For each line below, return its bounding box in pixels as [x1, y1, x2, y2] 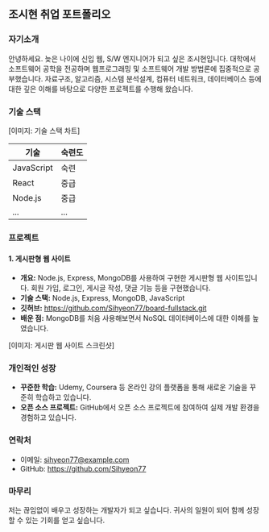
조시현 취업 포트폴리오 [8, 7, 111, 22]
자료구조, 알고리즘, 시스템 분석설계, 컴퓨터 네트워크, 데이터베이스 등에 [44, 73, 262, 83]
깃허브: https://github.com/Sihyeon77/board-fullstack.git [19, 303, 207, 313]
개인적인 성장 [8, 363, 56, 374]
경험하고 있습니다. [19, 413, 77, 422]
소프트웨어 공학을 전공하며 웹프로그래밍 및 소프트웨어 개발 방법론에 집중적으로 [8, 64, 252, 73]
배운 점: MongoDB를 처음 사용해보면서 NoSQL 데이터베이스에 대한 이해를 [19, 314, 251, 323]
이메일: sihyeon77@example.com [19, 455, 130, 464]
